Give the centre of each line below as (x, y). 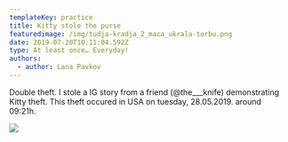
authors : (25, 59)
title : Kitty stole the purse (65, 26)
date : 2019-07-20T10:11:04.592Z (69, 42)
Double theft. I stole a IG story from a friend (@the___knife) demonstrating (144, 92)
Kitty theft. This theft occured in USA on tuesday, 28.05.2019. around (136, 101)
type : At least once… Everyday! (69, 51)
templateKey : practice (51, 17)
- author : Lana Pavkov (59, 67)
